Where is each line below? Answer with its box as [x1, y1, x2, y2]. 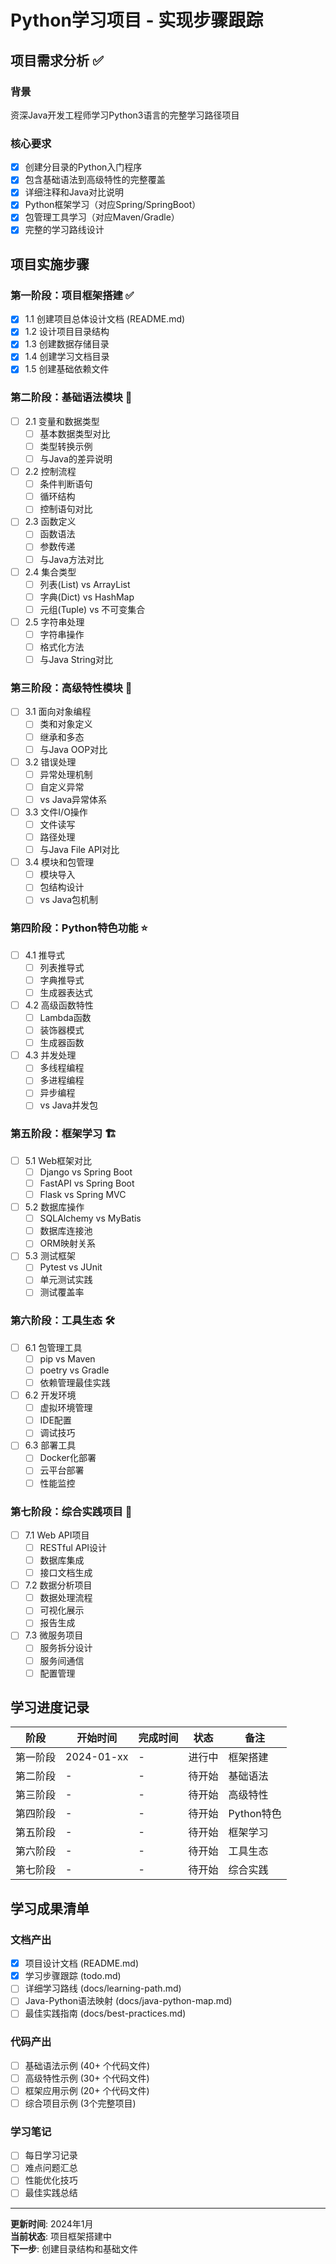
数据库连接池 [39, 1225, 93, 1237]
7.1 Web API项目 [24, 1529, 90, 1541]
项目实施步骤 [10, 256, 90, 273]
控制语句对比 [39, 503, 93, 515]
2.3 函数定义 [24, 516, 77, 528]
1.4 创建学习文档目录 [24, 351, 110, 363]
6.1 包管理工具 [24, 1341, 83, 1353]
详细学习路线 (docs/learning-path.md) [24, 1982, 182, 1995]
